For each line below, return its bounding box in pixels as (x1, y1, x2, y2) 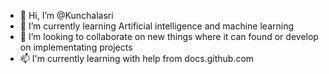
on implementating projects (19, 41, 133, 53)
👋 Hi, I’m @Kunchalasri (19, 10, 114, 21)
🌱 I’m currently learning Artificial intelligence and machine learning (19, 20, 295, 32)
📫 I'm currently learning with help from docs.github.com (19, 53, 255, 64)
